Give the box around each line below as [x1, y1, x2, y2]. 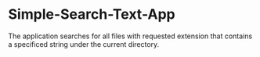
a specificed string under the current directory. [8, 39, 160, 48]
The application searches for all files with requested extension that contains [8, 31, 253, 41]
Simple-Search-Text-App [8, 5, 176, 23]
